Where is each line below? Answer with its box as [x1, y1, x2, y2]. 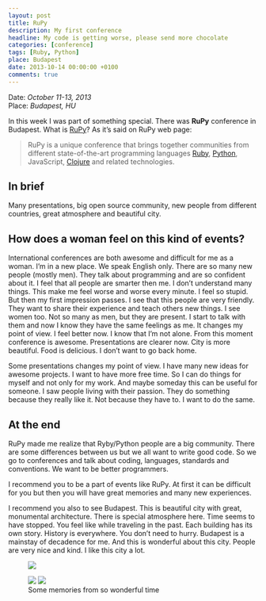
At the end [8, 418, 61, 431]
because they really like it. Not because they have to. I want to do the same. [8, 395, 256, 404]
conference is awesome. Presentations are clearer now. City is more [8, 338, 231, 347]
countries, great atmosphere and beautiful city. [8, 209, 161, 219]
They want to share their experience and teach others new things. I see [8, 304, 241, 313]
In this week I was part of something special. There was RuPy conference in [8, 116, 256, 125]
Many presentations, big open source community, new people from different [8, 201, 257, 210]
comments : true [8, 71, 59, 78]
